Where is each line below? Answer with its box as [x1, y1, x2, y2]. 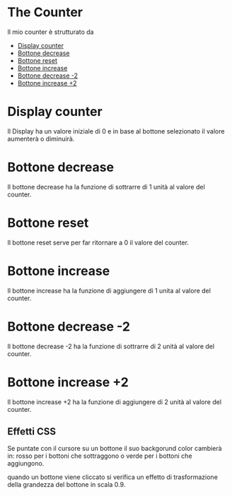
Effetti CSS [7, 425, 57, 437]
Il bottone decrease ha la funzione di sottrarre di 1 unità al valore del [7, 182, 205, 191]
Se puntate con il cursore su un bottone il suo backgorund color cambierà [7, 444, 222, 453]
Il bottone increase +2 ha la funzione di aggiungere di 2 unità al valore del [7, 397, 221, 406]
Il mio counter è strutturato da [7, 28, 94, 36]
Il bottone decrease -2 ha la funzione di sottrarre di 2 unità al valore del [7, 342, 214, 350]
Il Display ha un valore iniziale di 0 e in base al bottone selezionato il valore [7, 126, 225, 135]
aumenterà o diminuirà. [7, 134, 75, 143]
